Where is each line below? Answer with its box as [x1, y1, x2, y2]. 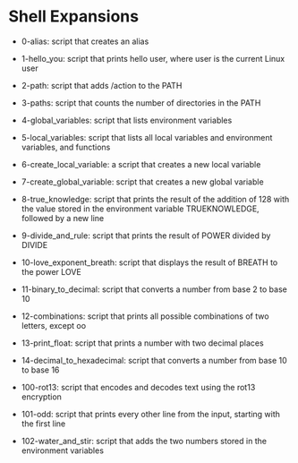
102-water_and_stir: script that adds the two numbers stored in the [21, 435, 268, 446]
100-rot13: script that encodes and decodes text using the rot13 [21, 382, 256, 392]
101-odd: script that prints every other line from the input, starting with [21, 408, 281, 419]
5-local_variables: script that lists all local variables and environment [21, 132, 273, 142]
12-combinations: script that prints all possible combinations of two [21, 311, 269, 322]
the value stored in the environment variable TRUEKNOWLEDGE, [21, 203, 260, 214]
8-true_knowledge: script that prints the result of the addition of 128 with [21, 193, 290, 204]
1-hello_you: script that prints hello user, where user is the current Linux [21, 53, 285, 64]
